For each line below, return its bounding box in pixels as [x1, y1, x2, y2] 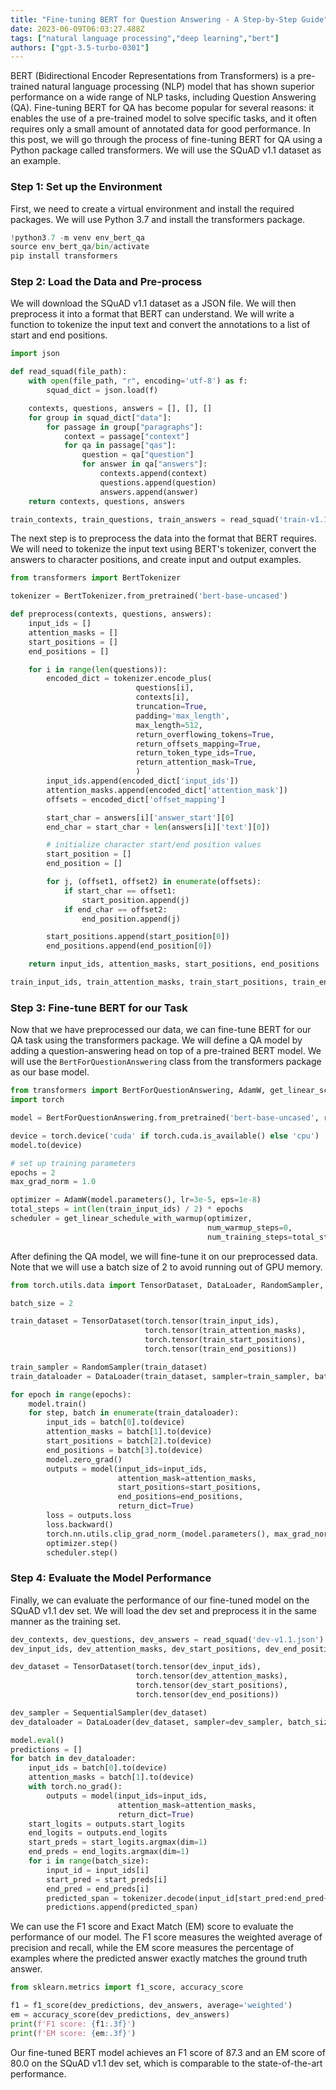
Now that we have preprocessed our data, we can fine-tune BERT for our [10, 1024, 312, 1036]
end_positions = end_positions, [117, 1492, 244, 1502]
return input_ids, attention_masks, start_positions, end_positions [28, 959, 320, 970]
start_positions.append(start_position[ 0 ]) [46, 932, 230, 942]
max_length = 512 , [135, 720, 203, 730]
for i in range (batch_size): [28, 1856, 150, 1866]
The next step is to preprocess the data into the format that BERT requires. [10, 532, 318, 545]
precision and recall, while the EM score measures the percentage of [10, 1942, 295, 1954]
